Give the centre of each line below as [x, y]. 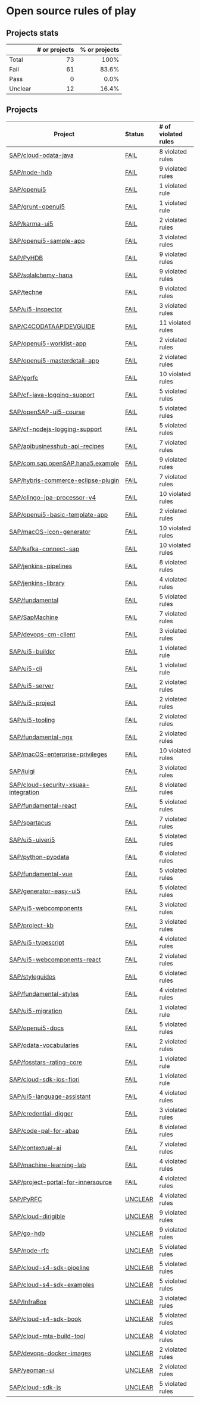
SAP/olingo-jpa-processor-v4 [53, 497]
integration [24, 792]
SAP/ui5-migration [36, 1011]
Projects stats [32, 33]
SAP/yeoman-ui [32, 1370]
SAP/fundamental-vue [41, 874]
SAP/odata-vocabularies [44, 1045]
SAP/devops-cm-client [42, 634]
